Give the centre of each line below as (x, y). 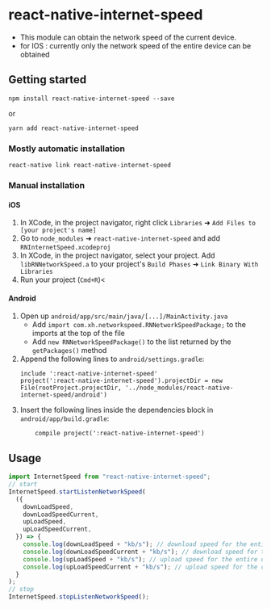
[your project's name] (58, 231)
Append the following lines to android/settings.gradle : (112, 359)
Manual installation (47, 185)
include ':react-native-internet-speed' (89, 374)
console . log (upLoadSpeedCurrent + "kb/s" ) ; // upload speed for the (140, 567)
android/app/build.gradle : (65, 418)
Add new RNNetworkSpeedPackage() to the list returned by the (131, 342)
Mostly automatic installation (67, 149)
